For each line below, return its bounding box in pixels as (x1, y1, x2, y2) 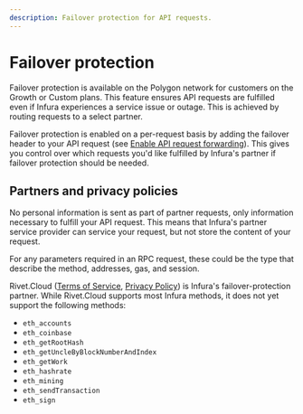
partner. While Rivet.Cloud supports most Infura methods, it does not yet (9, 290, 279, 301)
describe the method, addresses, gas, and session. (9, 263, 201, 274)
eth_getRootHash (22, 338, 84, 348)
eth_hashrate (22, 367, 72, 376)
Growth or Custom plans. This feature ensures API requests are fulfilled (9, 91, 276, 102)
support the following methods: (9, 300, 127, 311)
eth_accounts (22, 319, 72, 328)
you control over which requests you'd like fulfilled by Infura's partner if (9, 147, 277, 158)
